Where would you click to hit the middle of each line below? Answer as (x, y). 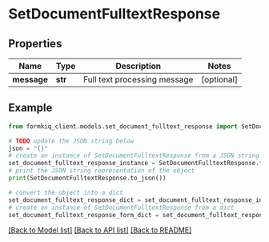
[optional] (220, 79)
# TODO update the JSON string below (71, 141)
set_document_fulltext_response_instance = (82, 163)
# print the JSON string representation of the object (102, 171)
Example (30, 108)
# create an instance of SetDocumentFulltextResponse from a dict (121, 208)
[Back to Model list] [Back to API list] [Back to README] (100, 230)
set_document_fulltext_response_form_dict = (84, 215)
